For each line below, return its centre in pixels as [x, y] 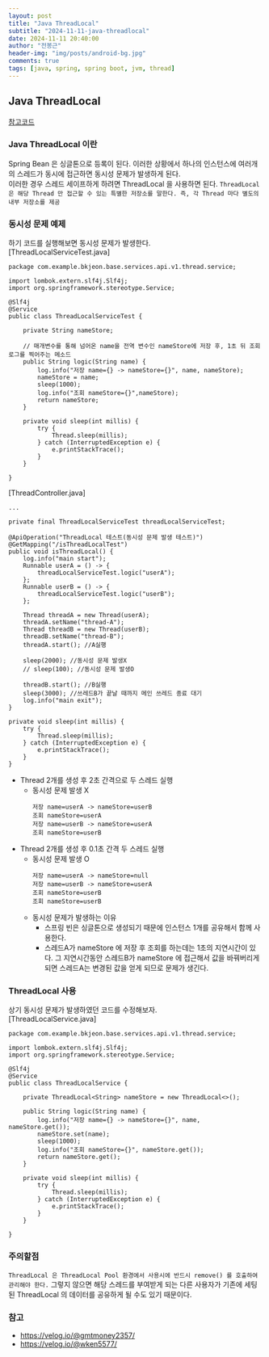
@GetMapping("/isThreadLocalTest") [68, 545]
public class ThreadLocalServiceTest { [76, 317]
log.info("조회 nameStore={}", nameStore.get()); [121, 1150]
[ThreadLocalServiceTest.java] [59, 252]
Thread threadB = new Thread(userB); [86, 630]
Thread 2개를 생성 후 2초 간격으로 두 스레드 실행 [97, 780]
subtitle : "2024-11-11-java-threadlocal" [79, 31]
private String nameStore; [68, 331]
